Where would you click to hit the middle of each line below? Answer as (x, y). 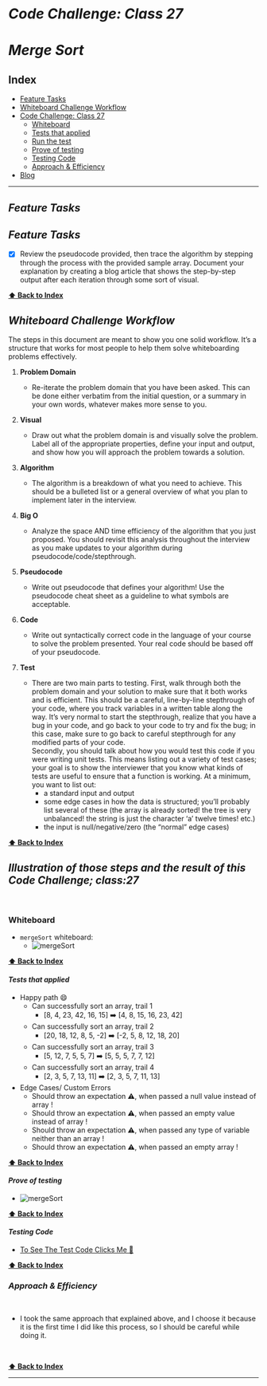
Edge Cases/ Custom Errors (65, 1087)
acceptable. (51, 604)
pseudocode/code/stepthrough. (84, 557)
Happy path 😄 (43, 997)
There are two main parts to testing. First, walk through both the (136, 683)
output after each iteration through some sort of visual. (109, 280)
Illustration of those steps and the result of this (127, 867)
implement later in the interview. (84, 500)
